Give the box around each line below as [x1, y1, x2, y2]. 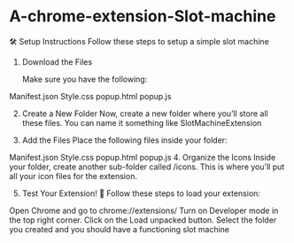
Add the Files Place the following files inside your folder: [21, 135, 228, 145]
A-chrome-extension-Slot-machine [9, 6, 276, 27]
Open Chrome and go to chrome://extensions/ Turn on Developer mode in [9, 205, 279, 216]
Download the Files [21, 56, 93, 67]
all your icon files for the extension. [9, 170, 137, 181]
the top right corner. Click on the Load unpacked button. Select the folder [9, 215, 277, 225]
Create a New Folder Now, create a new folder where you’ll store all [21, 108, 268, 119]
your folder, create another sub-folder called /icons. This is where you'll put [9, 161, 285, 172]
